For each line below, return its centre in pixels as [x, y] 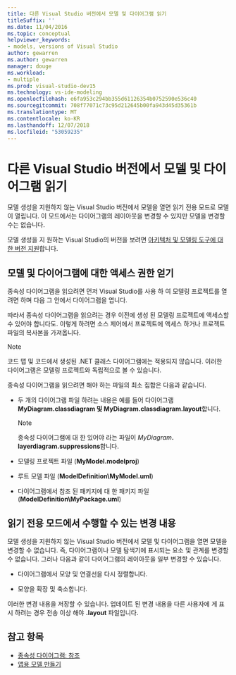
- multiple [23, 79]
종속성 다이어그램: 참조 [49, 655]
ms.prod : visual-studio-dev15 [52, 86]
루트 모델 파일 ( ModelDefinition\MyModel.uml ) [85, 476]
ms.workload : [26, 73]
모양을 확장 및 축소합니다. [52, 588]
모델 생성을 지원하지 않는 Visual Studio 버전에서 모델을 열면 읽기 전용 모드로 [112, 207]
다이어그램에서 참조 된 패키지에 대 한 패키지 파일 [83, 491]
